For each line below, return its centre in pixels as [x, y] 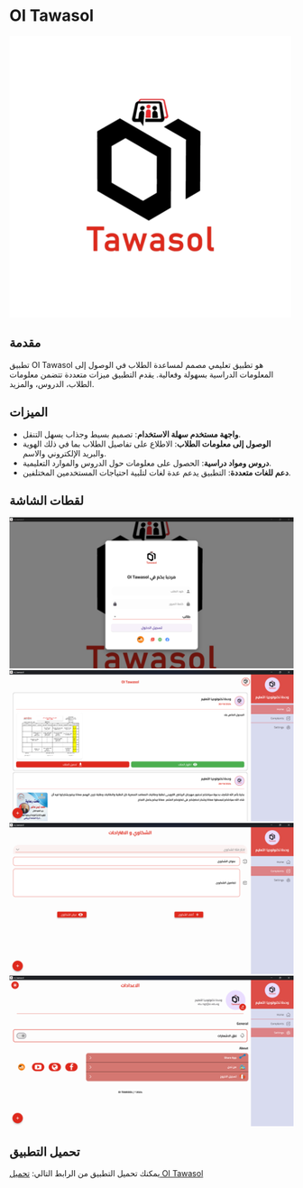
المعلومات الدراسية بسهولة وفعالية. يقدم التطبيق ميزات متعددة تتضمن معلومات [142, 374]
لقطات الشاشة [46, 500]
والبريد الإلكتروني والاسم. [64, 453]
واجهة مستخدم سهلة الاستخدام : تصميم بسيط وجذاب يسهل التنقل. [132, 434]
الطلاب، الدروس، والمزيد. [52, 383]
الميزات [28, 413]
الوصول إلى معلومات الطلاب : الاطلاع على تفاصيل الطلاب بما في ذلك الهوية [147, 444]
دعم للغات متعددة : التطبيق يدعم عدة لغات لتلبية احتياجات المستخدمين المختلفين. [156, 472]
